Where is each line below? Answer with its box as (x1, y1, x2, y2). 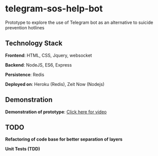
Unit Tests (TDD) (5, 146, 40, 152)
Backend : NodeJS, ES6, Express (5, 62, 72, 68)
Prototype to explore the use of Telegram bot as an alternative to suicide (5, 19, 154, 25)
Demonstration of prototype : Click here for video (5, 109, 107, 115)
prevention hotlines (5, 24, 45, 30)
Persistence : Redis (5, 72, 45, 78)
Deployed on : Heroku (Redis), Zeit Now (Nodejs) (5, 81, 105, 87)
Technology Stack (5, 39, 63, 48)
